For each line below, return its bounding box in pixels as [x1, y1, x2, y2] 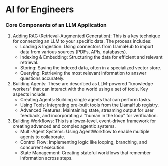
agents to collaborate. [20, 134, 65, 140]
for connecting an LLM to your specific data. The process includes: [12, 38, 152, 44]
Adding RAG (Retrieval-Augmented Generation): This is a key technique [12, 33, 161, 39]
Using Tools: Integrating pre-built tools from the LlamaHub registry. [20, 102, 159, 108]
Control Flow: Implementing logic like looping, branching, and [20, 139, 147, 145]
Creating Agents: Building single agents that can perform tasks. [20, 97, 152, 103]
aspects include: [12, 91, 47, 97]
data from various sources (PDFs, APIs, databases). [20, 49, 127, 55]
